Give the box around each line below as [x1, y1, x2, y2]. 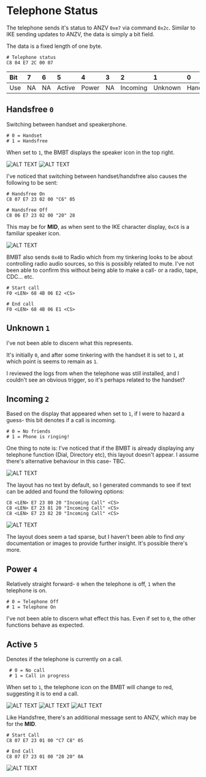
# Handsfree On [6, 191, 45, 197]
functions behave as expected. [6, 621, 85, 629]
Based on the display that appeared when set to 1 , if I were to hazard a [6, 410, 185, 417]
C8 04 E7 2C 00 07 [6, 60, 53, 66]
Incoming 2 [6, 393, 50, 404]
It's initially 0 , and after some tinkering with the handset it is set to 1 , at [6, 351, 184, 358]
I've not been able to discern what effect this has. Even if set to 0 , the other [6, 615, 196, 622]
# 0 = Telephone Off [6, 599, 59, 605]
